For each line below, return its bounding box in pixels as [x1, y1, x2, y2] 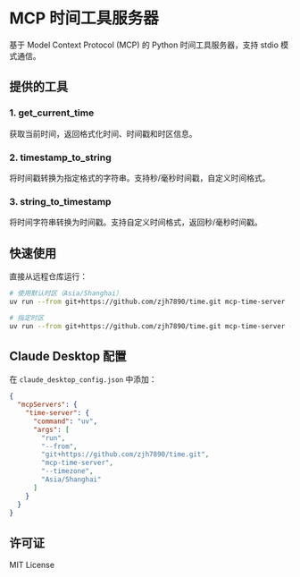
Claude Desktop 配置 [9, 348, 127, 363]
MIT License [9, 560, 55, 571]
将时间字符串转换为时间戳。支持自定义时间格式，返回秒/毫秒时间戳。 [9, 216, 263, 228]
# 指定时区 [9, 313, 45, 322]
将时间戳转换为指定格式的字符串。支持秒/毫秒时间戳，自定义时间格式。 [9, 172, 271, 183]
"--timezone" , [41, 467, 94, 476]
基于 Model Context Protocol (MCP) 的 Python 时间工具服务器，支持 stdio [9, 39, 279, 50]
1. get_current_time [9, 106, 95, 119]
